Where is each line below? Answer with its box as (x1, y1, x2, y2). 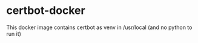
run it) (6, 30, 21, 37)
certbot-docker (6, 4, 86, 18)
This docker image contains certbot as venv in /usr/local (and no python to (6, 24, 193, 31)
